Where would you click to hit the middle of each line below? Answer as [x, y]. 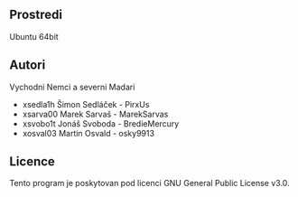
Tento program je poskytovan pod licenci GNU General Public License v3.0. [150, 183]
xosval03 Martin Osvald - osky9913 [88, 133]
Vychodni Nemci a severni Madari [72, 87]
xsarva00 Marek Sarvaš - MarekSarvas [95, 114]
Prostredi [36, 15]
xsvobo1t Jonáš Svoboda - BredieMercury [101, 123]
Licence [33, 162]
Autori [28, 66]
